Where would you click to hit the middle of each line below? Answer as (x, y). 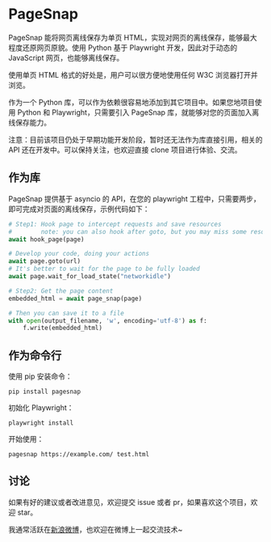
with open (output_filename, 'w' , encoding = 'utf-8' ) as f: (108, 320)
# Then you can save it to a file (67, 313)
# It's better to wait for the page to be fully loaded (104, 269)
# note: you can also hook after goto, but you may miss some (128, 231)
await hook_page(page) (46, 239)
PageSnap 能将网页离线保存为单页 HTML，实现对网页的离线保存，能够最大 (133, 37)
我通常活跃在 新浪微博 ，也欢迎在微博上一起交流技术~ (96, 529)
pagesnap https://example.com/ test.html (79, 455)
